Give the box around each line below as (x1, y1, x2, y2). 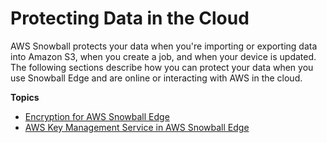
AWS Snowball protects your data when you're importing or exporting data (10, 40, 318, 52)
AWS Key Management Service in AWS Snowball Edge (24, 121, 250, 133)
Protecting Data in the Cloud (10, 7, 250, 30)
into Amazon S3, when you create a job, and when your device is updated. (10, 50, 317, 62)
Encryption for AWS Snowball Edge (24, 110, 170, 122)
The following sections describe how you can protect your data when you (10, 61, 314, 73)
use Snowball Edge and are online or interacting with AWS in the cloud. (10, 72, 303, 84)
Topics (10, 91, 40, 103)
